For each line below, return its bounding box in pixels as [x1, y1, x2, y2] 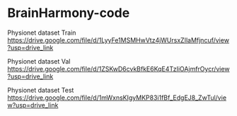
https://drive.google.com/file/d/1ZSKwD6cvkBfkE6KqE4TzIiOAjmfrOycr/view [7, 64, 230, 73]
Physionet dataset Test [7, 86, 74, 94]
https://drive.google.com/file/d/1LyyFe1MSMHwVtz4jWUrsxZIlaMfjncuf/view [7, 35, 230, 44]
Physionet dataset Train [7, 28, 76, 37]
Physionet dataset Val [7, 57, 71, 65]
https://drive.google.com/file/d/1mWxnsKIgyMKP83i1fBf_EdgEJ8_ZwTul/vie [7, 93, 227, 102]
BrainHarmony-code [7, 5, 130, 21]
